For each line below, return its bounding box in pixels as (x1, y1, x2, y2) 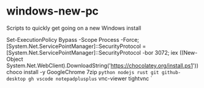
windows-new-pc (6, 4, 99, 18)
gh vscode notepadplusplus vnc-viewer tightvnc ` (28, 75, 153, 82)
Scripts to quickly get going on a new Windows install (6, 24, 142, 32)
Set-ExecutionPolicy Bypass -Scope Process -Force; (6, 36, 140, 43)
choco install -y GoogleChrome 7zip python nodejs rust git (6, 68, 159, 75)
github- (161, 69, 181, 75)
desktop (6, 76, 26, 82)
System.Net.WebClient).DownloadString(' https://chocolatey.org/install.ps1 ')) (6, 62, 199, 69)
